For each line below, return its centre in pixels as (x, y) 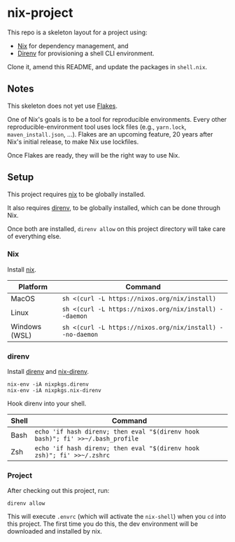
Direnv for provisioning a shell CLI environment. (86, 53)
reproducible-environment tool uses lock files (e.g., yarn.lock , (97, 127)
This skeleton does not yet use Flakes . (62, 106)
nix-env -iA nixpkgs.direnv (48, 384)
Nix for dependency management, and (73, 46)
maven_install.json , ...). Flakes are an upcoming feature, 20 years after (110, 134)
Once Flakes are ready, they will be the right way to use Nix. (94, 155)
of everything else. (34, 236)
